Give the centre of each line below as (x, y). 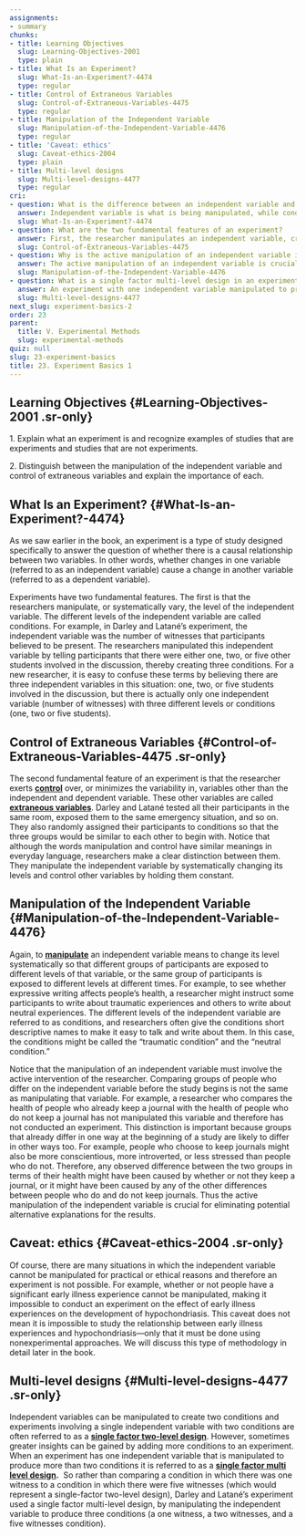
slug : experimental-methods (71, 340)
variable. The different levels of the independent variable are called (135, 617)
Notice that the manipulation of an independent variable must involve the (146, 1069)
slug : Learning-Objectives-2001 (79, 52)
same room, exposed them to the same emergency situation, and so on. (144, 816)
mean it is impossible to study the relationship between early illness (136, 1323)
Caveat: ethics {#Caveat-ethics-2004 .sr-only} (147, 1243)
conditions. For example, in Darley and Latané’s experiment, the (129, 627)
